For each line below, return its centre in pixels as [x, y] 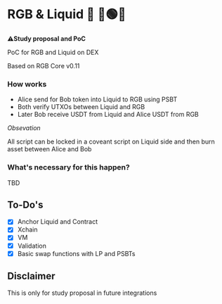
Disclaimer [31, 276]
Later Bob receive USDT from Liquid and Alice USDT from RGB [108, 115]
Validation [32, 246]
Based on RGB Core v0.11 [44, 65]
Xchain [27, 229]
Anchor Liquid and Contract [58, 222]
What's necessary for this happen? [68, 167]
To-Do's [25, 204]
